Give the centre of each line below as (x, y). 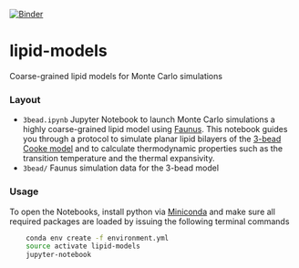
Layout (25, 99)
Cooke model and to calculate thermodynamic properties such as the (153, 149)
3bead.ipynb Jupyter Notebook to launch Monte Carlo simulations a (149, 119)
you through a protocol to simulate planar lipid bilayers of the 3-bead (152, 139)
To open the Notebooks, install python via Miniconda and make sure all (143, 211)
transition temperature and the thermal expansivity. (119, 159)
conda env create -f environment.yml (98, 238)
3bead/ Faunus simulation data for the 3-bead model (121, 168)
